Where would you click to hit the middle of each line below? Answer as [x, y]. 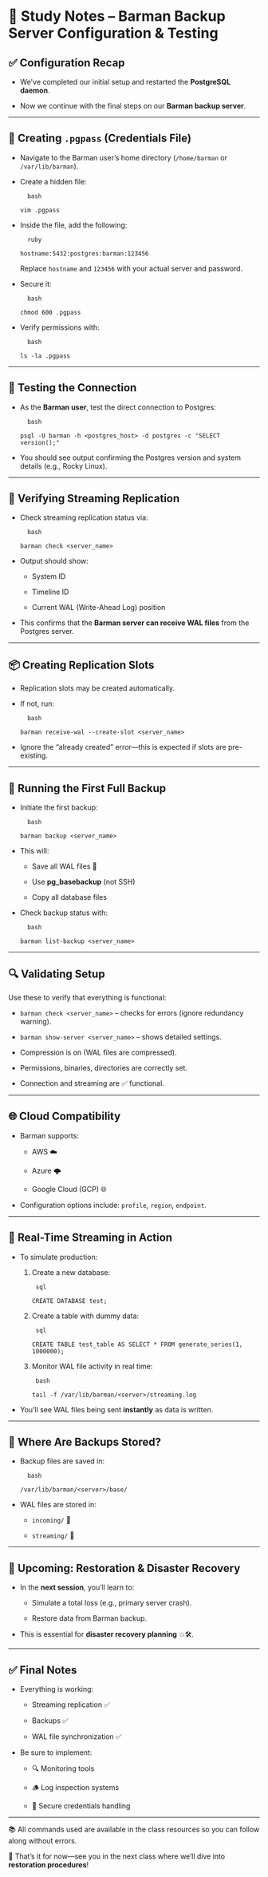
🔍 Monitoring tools [63, 1768]
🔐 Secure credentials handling [81, 1806]
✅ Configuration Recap [67, 63]
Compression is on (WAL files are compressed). [98, 1052]
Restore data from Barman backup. [89, 1618]
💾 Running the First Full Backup [87, 788]
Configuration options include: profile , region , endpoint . [113, 1205]
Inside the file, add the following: [73, 225]
